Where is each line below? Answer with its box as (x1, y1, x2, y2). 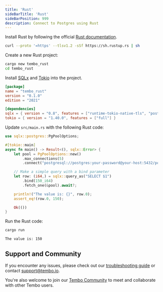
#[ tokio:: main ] (5, 142, 36, 147)
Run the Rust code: (5, 218, 43, 224)
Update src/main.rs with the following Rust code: (5, 124, 104, 130)
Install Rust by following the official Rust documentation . (5, 34, 117, 40)
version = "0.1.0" (5, 93, 42, 98)
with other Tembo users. (5, 282, 54, 288)
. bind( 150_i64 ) (22, 178, 53, 183)
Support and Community (5, 250, 81, 258)
